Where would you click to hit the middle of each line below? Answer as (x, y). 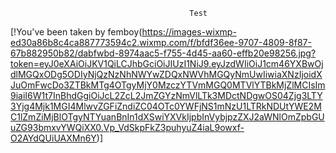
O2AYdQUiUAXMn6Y (53, 138)
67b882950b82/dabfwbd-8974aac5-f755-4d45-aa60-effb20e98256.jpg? (163, 53)
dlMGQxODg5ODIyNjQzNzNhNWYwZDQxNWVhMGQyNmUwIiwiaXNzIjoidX (166, 74)
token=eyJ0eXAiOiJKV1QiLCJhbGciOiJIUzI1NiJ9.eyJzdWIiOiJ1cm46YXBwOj (167, 63)
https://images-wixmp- (189, 32)
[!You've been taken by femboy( (76, 32)
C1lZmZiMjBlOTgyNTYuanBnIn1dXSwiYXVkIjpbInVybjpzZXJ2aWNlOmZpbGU (167, 117)
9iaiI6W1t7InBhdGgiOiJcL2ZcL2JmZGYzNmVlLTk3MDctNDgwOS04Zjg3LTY (166, 95)
